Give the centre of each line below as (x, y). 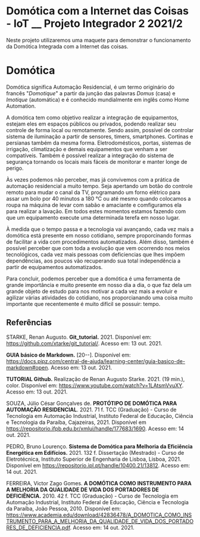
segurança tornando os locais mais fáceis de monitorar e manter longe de (97, 161)
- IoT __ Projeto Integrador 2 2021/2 (95, 24)
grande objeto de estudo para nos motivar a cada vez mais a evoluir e (92, 291)
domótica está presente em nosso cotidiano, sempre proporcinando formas (99, 235)
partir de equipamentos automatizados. (54, 267)
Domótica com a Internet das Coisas (98, 11)
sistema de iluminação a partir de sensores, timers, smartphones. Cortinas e (100, 136)
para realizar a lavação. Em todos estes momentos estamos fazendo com (96, 211)
